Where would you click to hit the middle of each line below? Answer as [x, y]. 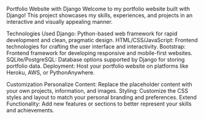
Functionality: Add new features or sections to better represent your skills [99, 104]
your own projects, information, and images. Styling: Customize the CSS [97, 91]
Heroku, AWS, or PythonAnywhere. [51, 72]
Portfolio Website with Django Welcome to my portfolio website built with [98, 9]
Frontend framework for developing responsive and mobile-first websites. [100, 53]
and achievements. [30, 110]
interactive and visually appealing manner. [60, 22]
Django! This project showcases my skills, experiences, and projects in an [100, 15]
